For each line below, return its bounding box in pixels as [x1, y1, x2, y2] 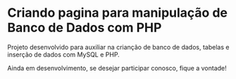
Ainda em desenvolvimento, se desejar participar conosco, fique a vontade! [7, 64, 227, 72]
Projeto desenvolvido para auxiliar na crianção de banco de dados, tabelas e [7, 43, 230, 51]
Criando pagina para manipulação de [7, 5, 228, 21]
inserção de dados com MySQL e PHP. [7, 50, 120, 59]
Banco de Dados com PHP [7, 20, 162, 36]
